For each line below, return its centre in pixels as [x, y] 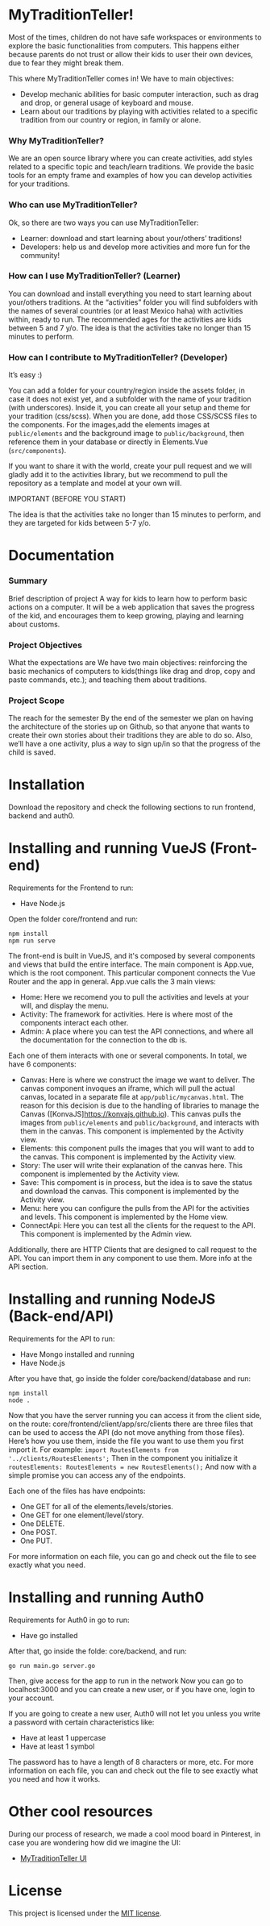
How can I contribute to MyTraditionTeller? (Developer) [118, 357]
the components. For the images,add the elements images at [109, 425]
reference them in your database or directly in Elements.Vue [108, 442]
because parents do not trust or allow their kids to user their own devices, [131, 54]
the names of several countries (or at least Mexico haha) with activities [126, 310]
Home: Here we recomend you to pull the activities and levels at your [135, 997]
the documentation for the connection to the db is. [104, 1040]
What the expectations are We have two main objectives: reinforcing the [128, 662]
